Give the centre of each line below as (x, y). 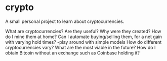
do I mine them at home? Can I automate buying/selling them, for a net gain (84, 37)
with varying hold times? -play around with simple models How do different (83, 42)
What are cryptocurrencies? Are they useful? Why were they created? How (83, 31)
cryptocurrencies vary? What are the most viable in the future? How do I (80, 47)
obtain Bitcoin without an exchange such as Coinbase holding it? (73, 53)
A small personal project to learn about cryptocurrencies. (65, 21)
